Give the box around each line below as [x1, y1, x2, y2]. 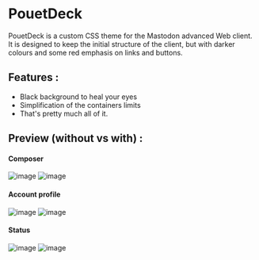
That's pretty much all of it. [19, 109, 109, 118]
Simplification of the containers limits [19, 100, 141, 109]
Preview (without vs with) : [8, 132, 143, 145]
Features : [8, 71, 59, 84]
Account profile [8, 189, 61, 199]
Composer [8, 154, 44, 163]
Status [8, 225, 31, 235]
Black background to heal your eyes [19, 92, 137, 101]
